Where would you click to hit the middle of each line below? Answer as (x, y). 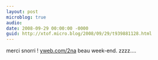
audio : (14, 23)
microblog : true (26, 17)
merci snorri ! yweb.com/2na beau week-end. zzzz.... (71, 50)
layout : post (22, 12)
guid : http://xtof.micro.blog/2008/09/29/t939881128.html (79, 34)
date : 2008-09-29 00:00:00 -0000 (47, 28)
